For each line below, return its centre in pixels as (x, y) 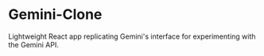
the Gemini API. (34, 44)
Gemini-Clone (55, 15)
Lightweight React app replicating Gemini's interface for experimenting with (132, 36)
